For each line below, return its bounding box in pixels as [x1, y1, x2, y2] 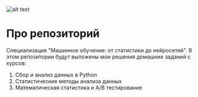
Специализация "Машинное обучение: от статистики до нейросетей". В [6, 46, 193, 54]
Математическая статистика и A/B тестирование [15, 84, 142, 91]
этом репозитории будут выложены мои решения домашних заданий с [6, 53, 191, 60]
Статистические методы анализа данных [15, 77, 122, 84]
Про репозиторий [6, 27, 100, 40]
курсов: [6, 59, 27, 66]
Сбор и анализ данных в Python [15, 71, 97, 78]
